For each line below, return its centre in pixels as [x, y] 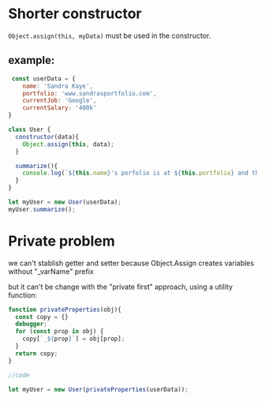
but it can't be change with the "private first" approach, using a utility [121, 287]
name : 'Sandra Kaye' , [58, 86]
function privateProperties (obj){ [65, 309]
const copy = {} [42, 317]
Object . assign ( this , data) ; [68, 144]
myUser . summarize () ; [42, 209]
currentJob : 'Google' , [60, 101]
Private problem [62, 241]
